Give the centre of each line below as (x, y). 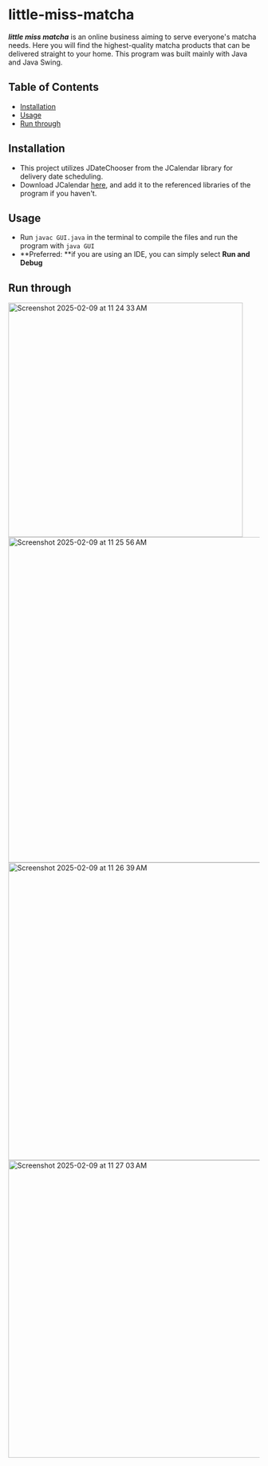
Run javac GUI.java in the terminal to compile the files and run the (128, 238)
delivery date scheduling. (61, 176)
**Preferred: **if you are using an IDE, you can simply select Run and (135, 254)
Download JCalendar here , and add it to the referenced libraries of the (135, 184)
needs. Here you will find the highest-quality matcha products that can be (129, 45)
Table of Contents (54, 87)
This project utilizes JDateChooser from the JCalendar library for (126, 167)
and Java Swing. (35, 62)
